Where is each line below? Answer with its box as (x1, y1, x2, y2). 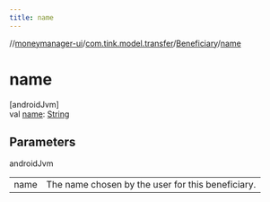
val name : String (9, 109, 70, 119)
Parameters (9, 134, 76, 149)
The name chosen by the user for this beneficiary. (46, 179, 257, 191)
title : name (9, 13, 54, 22)
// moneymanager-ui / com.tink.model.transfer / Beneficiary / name (9, 38, 242, 48)
